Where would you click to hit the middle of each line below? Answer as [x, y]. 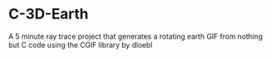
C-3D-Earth [49, 14]
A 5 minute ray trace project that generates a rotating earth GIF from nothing [135, 36]
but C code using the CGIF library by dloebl [80, 44]
